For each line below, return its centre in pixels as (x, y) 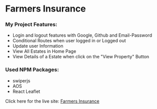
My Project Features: (31, 25)
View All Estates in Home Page (44, 51)
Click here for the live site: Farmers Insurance (52, 101)
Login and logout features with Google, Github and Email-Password (82, 35)
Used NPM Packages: (32, 70)
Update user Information (38, 46)
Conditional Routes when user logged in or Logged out (69, 41)
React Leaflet (26, 91)
